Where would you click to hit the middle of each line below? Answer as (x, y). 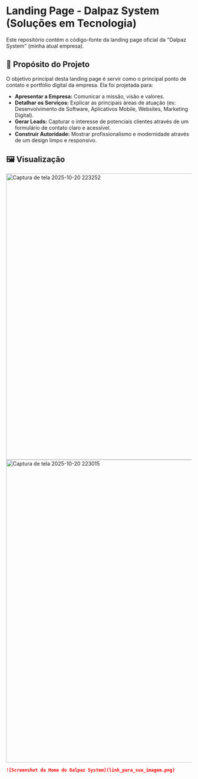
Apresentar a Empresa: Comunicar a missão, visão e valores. (90, 96)
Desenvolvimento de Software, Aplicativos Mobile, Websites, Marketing (101, 109)
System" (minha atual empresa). (45, 46)
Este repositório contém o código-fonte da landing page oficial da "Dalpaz (96, 39)
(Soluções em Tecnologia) (71, 23)
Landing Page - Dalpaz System (83, 11)
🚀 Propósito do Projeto (48, 65)
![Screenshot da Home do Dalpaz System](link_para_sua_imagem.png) (91, 770)
